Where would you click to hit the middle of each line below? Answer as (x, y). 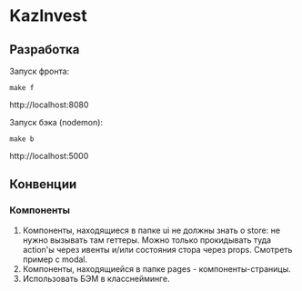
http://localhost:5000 (49, 156)
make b (22, 139)
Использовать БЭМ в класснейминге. (96, 278)
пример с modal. (55, 259)
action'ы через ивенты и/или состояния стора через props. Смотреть (157, 249)
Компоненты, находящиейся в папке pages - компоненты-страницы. (156, 268)
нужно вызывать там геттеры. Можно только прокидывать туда (146, 240)
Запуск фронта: (40, 71)
